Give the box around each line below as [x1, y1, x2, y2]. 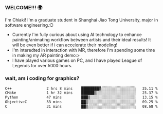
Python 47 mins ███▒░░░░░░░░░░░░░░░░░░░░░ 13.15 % [5, 95, 158, 100]
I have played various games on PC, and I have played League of [12, 57, 142, 63]
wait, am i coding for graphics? [5, 75, 79, 82]
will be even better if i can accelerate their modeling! [12, 42, 118, 48]
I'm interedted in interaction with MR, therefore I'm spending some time [12, 47, 155, 53]
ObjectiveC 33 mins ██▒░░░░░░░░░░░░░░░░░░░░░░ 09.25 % [5, 99, 158, 105]
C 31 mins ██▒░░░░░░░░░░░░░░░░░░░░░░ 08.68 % [5, 104, 158, 109]
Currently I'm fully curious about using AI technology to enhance [12, 32, 142, 38]
